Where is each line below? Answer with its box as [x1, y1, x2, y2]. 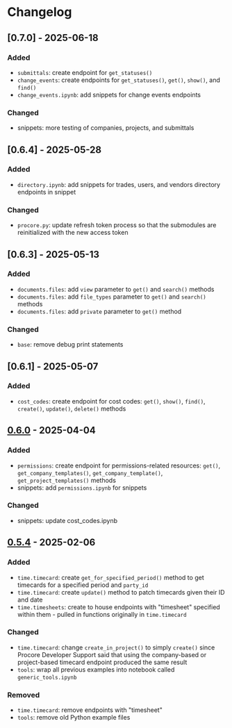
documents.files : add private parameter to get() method [17, 307, 182, 315]
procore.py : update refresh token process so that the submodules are [17, 221, 217, 229]
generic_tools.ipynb [17, 674, 77, 681]
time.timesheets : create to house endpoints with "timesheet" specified [17, 602, 220, 611]
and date [17, 595, 43, 604]
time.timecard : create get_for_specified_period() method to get [17, 573, 204, 581]
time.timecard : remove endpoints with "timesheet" [17, 706, 163, 714]
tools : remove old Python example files [17, 713, 131, 722]
